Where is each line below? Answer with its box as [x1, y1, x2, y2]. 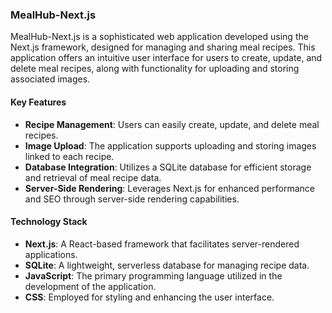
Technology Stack [10, 216, 88, 228]
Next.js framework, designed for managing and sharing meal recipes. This [10, 41, 316, 53]
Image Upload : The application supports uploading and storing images [24, 139, 317, 152]
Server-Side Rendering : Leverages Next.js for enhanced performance [24, 182, 315, 194]
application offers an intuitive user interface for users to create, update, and [10, 52, 323, 64]
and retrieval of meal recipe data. [24, 171, 162, 183]
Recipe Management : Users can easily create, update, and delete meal [24, 118, 320, 130]
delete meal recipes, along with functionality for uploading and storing [10, 63, 300, 75]
